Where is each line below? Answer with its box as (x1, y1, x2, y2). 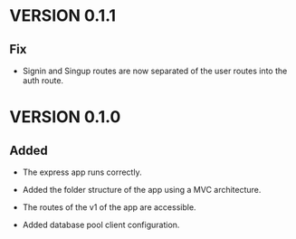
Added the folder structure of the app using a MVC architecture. (22, 185, 262, 195)
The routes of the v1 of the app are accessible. (22, 202, 196, 213)
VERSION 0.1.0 (9, 107, 121, 128)
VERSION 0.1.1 (9, 5, 116, 26)
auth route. (22, 75, 64, 86)
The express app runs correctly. (22, 167, 142, 177)
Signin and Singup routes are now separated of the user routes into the (22, 65, 288, 76)
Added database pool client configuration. (22, 219, 180, 230)
